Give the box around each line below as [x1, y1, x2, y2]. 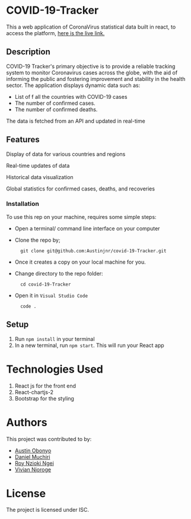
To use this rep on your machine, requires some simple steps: [6, 213, 157, 220]
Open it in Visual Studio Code [14, 292, 88, 299]
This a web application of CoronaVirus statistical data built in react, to [6, 23, 176, 30]
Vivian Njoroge [14, 465, 52, 473]
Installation [6, 200, 40, 208]
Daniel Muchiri [14, 453, 50, 460]
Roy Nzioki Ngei [14, 459, 55, 467]
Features [6, 135, 40, 145]
